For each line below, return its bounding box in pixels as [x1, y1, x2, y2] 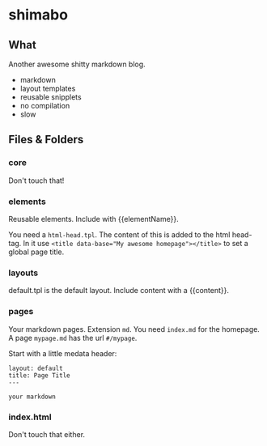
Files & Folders [8, 133, 84, 147]
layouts [8, 267, 39, 278]
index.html [8, 411, 52, 423]
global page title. [8, 247, 65, 257]
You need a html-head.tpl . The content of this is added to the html [8, 229, 231, 240]
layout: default [8, 364, 63, 372]
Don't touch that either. [8, 429, 86, 439]
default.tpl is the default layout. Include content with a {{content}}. [8, 286, 229, 295]
